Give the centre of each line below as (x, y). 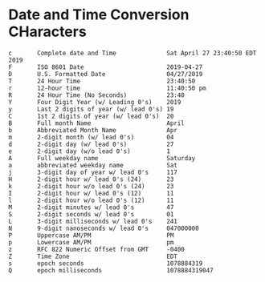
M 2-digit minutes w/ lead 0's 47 (91, 207)
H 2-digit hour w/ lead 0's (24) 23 (91, 179)
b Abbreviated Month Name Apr (93, 130)
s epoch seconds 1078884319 (106, 263)
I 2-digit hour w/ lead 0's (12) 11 (91, 193)
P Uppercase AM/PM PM (91, 235)
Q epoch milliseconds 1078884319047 (111, 270)
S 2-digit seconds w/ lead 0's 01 (91, 214)
